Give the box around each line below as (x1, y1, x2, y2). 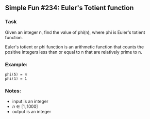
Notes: (5, 87, 21, 94)
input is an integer (12, 99, 49, 104)
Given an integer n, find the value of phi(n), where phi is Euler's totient (5, 29, 146, 35)
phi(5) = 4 (5, 72, 27, 77)
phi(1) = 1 (5, 76, 27, 81)
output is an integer (12, 109, 51, 115)
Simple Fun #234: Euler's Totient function (5, 4, 134, 12)
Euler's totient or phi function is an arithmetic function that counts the (5, 44, 144, 50)
